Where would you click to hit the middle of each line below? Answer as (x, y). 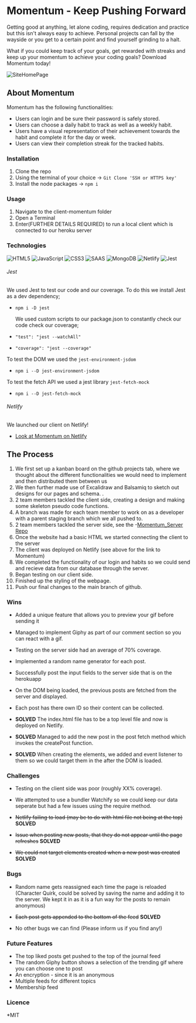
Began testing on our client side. (54, 574)
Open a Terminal (35, 218)
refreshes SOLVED (38, 841)
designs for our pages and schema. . (59, 493)
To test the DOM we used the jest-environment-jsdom (71, 359)
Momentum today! (29, 63)
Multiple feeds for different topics (55, 981)
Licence (18, 1002)
